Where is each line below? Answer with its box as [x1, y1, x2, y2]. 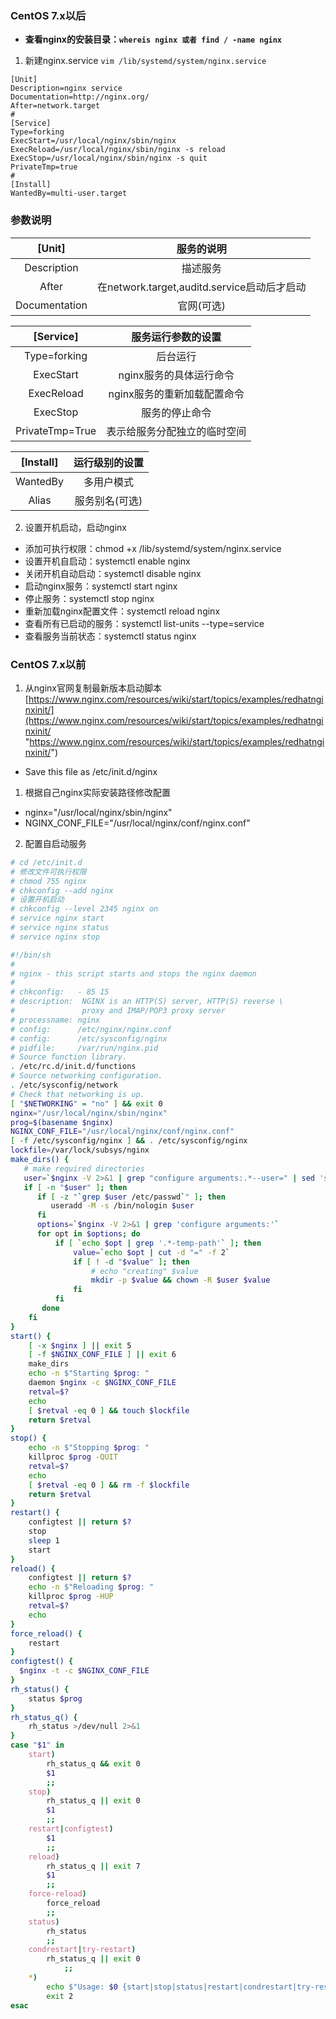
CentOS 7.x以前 [10, 657, 87, 671]
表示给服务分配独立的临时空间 [106, 424, 247, 438]
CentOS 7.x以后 [10, 8, 87, 22]
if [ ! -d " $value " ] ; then [73, 1257, 190, 1267]
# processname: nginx [10, 1015, 101, 1025]
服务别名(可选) [74, 493, 143, 507]
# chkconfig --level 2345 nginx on [10, 904, 159, 914]
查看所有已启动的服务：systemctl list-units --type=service [24, 617, 265, 629]
